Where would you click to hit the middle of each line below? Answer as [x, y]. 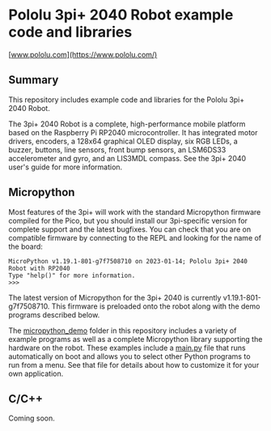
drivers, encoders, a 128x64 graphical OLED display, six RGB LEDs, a [123, 141]
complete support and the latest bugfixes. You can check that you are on [130, 229]
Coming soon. [32, 418]
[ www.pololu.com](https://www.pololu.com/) [83, 54]
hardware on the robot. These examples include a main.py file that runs [127, 348]
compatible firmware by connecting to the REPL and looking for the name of [135, 237]
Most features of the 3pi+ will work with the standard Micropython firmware [135, 211]
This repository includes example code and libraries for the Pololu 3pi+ [127, 100]
